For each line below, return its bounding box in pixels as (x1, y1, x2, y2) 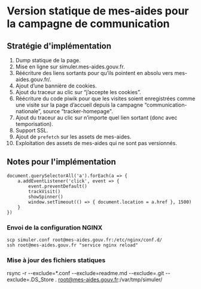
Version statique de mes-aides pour (7, 4, 189, 18)
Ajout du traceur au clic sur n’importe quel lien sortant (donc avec (15, 114, 178, 121)
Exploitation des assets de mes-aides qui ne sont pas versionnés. (15, 140, 177, 146)
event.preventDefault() (28, 183, 87, 189)
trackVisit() (28, 188, 61, 194)
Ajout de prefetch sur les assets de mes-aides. (15, 133, 132, 140)
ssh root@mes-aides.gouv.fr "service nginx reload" (7, 242, 138, 248)
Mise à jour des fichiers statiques (7, 256, 106, 264)
